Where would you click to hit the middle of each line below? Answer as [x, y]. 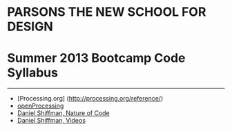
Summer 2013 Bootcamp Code [96, 58]
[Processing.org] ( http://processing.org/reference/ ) [90, 99]
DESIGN [30, 27]
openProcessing [40, 106]
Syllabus [33, 73]
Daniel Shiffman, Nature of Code [64, 113]
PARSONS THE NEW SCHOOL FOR [107, 12]
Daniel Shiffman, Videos [51, 121]
